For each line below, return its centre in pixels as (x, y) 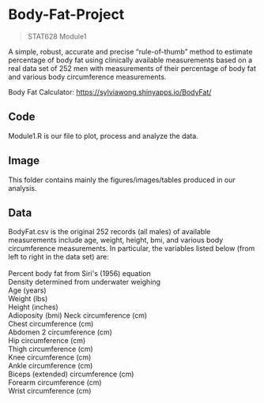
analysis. (23, 188)
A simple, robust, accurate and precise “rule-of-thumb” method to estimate (130, 51)
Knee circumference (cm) (50, 357)
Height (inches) (34, 307)
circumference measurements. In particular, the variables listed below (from (132, 248)
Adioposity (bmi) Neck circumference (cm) (78, 315)
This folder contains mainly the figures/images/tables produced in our (122, 180)
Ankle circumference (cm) (51, 366)
